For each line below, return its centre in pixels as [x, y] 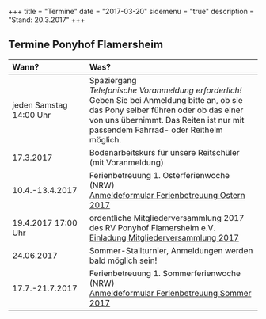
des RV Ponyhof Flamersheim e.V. [153, 227]
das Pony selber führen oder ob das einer [167, 110]
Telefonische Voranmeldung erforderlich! [166, 90]
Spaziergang [113, 80]
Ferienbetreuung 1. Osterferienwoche [160, 175]
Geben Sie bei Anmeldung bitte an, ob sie [166, 100]
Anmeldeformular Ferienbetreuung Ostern [167, 195]
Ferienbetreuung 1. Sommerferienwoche [165, 273]
